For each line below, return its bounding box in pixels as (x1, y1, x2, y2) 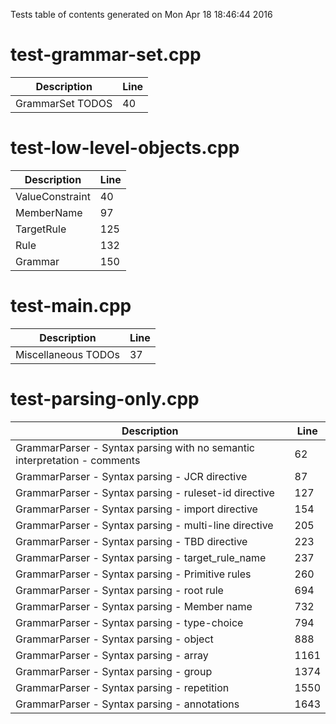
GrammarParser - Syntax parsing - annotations (15, 697, 240, 711)
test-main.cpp (10, 295, 132, 318)
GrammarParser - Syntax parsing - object (15, 632, 214, 646)
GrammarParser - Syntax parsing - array (15, 648, 209, 662)
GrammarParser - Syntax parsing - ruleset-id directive (15, 485, 275, 499)
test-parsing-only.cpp (10, 388, 200, 410)
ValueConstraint (15, 189, 91, 203)
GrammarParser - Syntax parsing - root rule (15, 583, 224, 597)
